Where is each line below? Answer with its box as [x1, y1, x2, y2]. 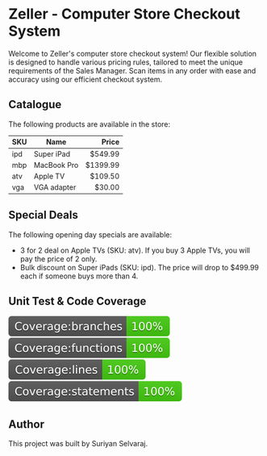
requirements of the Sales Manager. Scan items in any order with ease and [8, 65, 257, 75]
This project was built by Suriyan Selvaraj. [8, 439, 148, 449]
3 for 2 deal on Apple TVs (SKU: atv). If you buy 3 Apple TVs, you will [19, 245, 250, 255]
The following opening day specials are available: [8, 229, 172, 239]
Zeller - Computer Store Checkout [8, 5, 240, 23]
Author [8, 417, 44, 431]
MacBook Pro [33, 160, 79, 169]
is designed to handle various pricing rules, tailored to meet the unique [8, 57, 244, 67]
